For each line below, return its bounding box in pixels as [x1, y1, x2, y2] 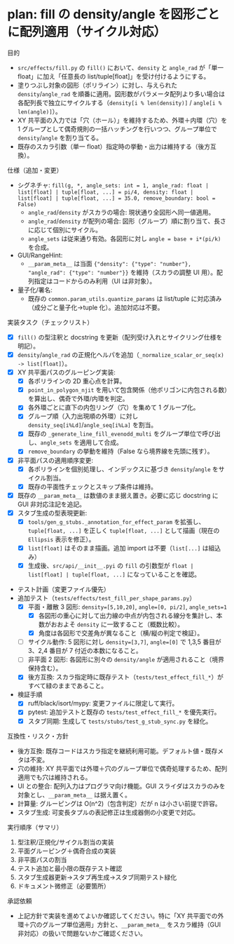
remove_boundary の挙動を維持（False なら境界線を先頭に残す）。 [27, 447, 214, 456]
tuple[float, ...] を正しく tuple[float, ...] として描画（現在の [27, 526, 220, 534]
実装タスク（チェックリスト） [7, 318, 93, 326]
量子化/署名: [17, 285, 53, 294]
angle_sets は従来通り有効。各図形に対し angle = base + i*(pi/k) [27, 234, 221, 243]
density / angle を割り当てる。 [17, 133, 103, 142]
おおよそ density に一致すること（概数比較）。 [50, 620, 184, 628]
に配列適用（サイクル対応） [7, 24, 167, 40]
